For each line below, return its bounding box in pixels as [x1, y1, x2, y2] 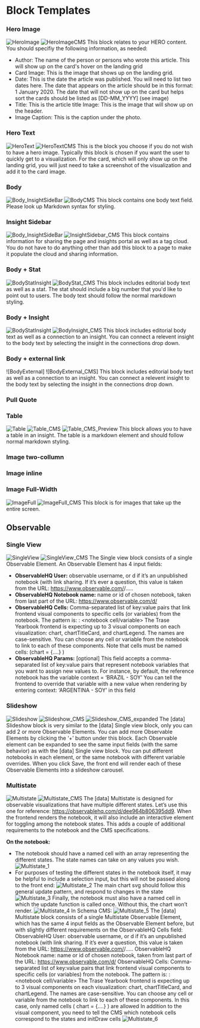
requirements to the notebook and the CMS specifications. [6, 826, 150, 833]
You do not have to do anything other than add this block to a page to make [6, 244, 192, 252]
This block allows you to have [119, 425, 192, 433]
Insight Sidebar [6, 218, 52, 226]
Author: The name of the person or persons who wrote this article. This [14, 56, 190, 64]
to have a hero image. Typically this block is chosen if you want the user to [6, 149, 190, 156]
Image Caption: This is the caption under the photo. [14, 114, 142, 121]
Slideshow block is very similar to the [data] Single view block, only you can [6, 721, 193, 728]
